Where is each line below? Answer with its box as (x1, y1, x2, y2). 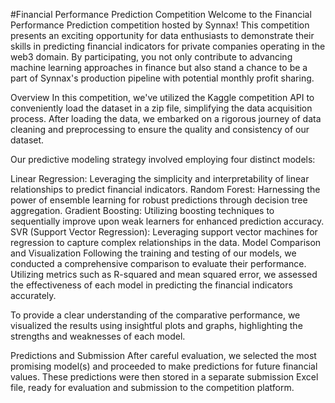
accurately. (10, 290, 57, 301)
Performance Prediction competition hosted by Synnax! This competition (10, 19, 310, 31)
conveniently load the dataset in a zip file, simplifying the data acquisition (10, 102, 313, 114)
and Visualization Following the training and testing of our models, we (10, 247, 297, 259)
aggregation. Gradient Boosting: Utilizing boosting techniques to (10, 205, 275, 216)
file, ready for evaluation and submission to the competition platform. (10, 382, 295, 393)
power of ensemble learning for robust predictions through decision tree (10, 194, 308, 206)
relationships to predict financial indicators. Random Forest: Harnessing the (10, 184, 321, 195)
